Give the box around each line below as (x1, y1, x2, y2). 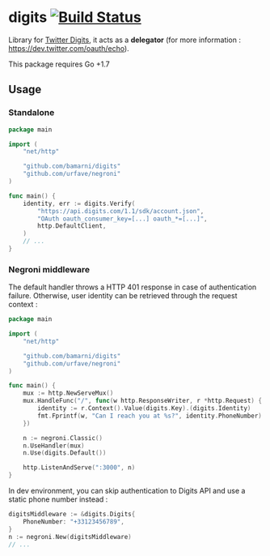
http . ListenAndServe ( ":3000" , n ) (23, 464, 136, 472)
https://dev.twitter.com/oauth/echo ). (8, 43, 129, 53)
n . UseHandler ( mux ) (23, 442, 85, 450)
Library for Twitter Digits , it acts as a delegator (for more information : (8, 35, 241, 45)
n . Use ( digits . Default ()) (23, 449, 107, 457)
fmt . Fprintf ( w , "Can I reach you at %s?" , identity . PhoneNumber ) (37, 412, 263, 420)
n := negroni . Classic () (23, 434, 103, 442)
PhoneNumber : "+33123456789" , (23, 517, 125, 526)
